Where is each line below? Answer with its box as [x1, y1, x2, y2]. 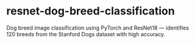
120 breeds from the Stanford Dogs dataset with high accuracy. [6, 30, 166, 37]
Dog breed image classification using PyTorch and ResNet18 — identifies [6, 24, 190, 31]
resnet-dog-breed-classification [6, 4, 175, 18]
